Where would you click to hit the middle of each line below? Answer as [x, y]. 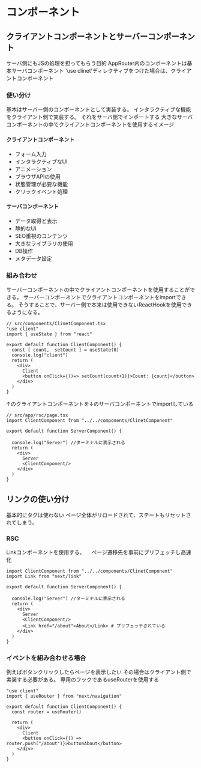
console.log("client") [40, 355]
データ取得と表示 [36, 221]
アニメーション [33, 169]
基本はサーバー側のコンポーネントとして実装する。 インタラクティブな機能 [99, 109]
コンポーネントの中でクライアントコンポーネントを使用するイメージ [90, 124]
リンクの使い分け [38, 499]
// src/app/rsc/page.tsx [37, 415]
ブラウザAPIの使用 [38, 176]
